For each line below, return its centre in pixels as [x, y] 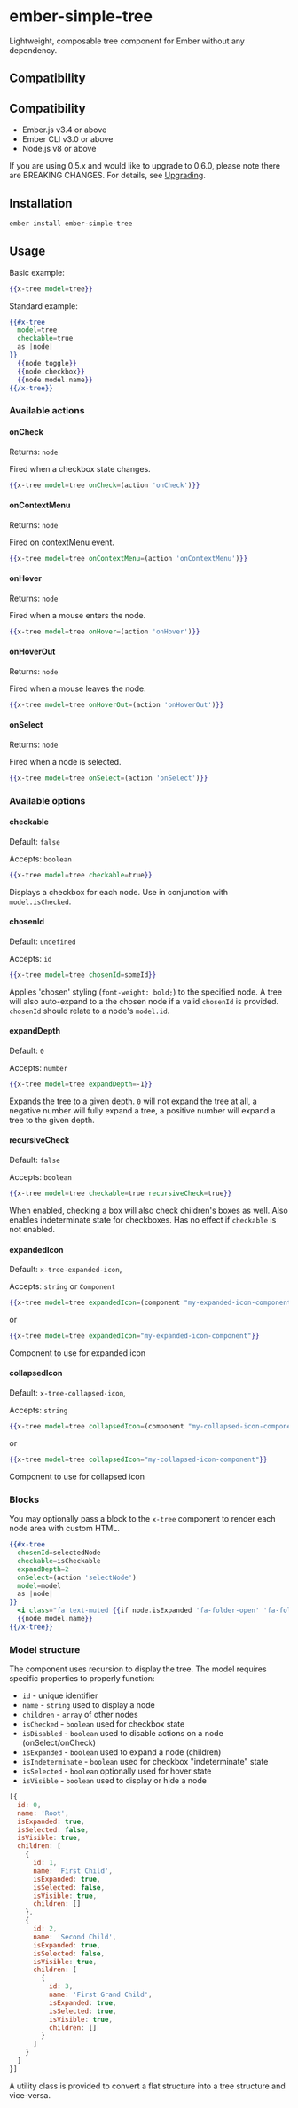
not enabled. [32, 1229]
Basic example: [37, 272]
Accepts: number [39, 1067]
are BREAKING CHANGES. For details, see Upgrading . [107, 176]
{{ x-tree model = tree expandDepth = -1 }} [81, 1084]
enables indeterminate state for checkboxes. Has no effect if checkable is [143, 1219]
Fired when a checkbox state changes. [80, 468]
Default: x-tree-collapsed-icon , [67, 1393]
